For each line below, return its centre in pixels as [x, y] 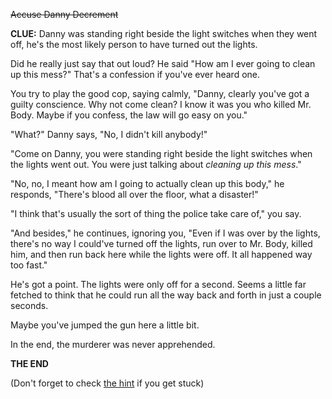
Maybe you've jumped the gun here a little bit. [105, 325]
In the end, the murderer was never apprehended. [113, 344]
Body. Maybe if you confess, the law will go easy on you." [129, 115]
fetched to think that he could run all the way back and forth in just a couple [166, 295]
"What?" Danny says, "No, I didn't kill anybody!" [109, 134]
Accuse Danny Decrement [64, 14]
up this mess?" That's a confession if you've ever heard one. [135, 74]
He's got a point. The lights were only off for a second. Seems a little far [158, 284]
